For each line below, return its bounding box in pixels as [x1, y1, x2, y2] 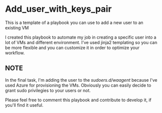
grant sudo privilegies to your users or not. [5, 87, 91, 93]
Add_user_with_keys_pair [5, 3, 112, 15]
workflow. [5, 50, 25, 56]
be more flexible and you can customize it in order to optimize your [5, 45, 140, 50]
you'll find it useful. [5, 102, 44, 108]
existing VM [5, 24, 29, 30]
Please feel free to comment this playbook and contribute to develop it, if [5, 97, 152, 103]
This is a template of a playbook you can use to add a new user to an [5, 20, 143, 25]
